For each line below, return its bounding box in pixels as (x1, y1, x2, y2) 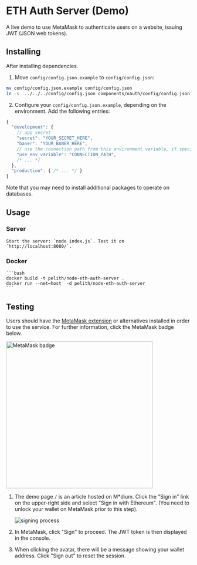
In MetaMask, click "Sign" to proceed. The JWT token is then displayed (14, 528, 187, 535)
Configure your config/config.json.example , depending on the (14, 101, 167, 108)
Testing (6, 301, 35, 312)
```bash (6, 270, 25, 277)
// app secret (16, 130, 51, 136)
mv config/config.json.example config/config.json (6, 85, 133, 91)
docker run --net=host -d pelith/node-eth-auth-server (6, 281, 145, 287)
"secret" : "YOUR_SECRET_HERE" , (16, 135, 93, 142)
